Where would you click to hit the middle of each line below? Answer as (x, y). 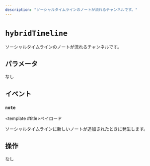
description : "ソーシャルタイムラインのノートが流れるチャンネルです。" (71, 10)
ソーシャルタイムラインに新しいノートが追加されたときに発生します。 (76, 129)
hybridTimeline (37, 33)
